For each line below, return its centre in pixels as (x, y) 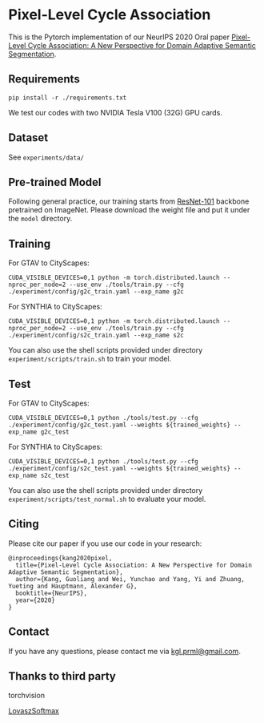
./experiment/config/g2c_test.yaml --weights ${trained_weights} (119, 425)
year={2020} (36, 600)
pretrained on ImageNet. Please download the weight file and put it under (129, 210)
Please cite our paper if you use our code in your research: (105, 543)
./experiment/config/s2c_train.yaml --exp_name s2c (96, 335)
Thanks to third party (62, 676)
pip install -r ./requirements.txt (68, 98)
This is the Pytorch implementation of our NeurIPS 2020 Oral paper (119, 37)
